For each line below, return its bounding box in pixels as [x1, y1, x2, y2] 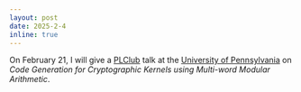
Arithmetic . [9, 74, 50, 85]
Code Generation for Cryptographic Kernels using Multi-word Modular [9, 64, 270, 75]
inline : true [9, 30, 59, 39]
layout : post [9, 13, 59, 23]
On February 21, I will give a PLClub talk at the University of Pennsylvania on [9, 55, 292, 66]
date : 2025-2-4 [9, 22, 67, 31]
